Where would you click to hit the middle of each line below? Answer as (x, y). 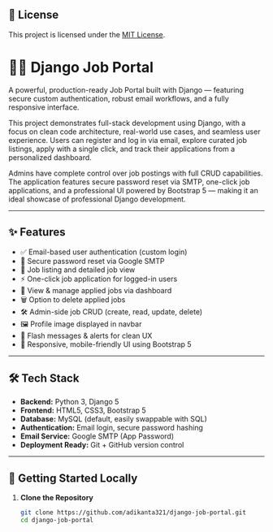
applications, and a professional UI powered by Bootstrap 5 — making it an (133, 190)
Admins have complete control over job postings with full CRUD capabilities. (136, 173)
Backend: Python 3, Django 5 (69, 402)
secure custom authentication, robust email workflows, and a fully (119, 98)
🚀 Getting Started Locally (73, 478)
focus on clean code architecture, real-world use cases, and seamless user (134, 132)
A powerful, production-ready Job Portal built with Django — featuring (126, 89)
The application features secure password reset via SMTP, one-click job (129, 182)
